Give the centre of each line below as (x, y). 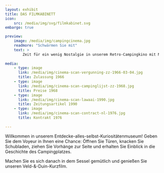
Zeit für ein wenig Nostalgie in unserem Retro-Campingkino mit (89, 54)
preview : (14, 36)
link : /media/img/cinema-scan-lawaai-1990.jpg (66, 100)
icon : (10, 18)
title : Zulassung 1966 (41, 77)
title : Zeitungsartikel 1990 (48, 104)
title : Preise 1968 (38, 90)
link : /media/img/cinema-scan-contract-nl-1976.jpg (72, 113)
